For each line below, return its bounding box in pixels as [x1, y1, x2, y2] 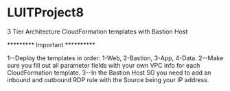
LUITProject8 [7, 5, 84, 21]
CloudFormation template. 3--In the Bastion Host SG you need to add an [7, 68, 211, 77]
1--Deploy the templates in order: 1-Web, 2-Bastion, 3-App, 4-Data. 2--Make [7, 53, 224, 62]
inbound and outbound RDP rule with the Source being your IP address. [7, 75, 209, 83]
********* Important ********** [7, 40, 95, 49]
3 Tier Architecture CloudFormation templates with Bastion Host [7, 27, 188, 36]
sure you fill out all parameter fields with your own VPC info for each [7, 61, 200, 69]
